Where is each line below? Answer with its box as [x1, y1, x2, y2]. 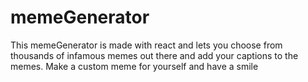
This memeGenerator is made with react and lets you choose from [10, 39, 283, 51]
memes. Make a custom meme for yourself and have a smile [10, 60, 259, 72]
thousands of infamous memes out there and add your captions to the [10, 49, 299, 61]
